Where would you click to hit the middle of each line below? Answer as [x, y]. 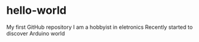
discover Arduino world [36, 33]
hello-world [37, 10]
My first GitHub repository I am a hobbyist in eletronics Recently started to [100, 27]
